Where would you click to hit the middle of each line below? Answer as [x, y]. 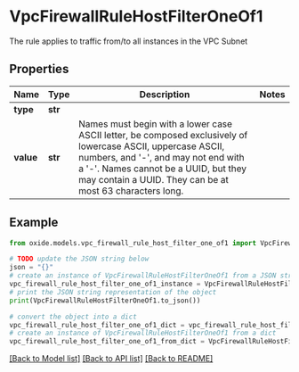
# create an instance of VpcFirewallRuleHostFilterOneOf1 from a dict [143, 333]
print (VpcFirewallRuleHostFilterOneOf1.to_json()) [105, 301]
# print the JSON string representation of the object [113, 292]
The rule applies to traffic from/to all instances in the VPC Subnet [129, 41]
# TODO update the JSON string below [79, 259]
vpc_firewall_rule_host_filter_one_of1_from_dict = [107, 342]
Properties [39, 69]
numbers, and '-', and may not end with [162, 157]
